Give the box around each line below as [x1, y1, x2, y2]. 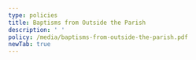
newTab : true [8, 41, 51, 48]
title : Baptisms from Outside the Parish [8, 19, 146, 26]
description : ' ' [8, 26, 65, 34]
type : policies [8, 11, 58, 19]
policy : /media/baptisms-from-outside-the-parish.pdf [8, 33, 189, 41]
